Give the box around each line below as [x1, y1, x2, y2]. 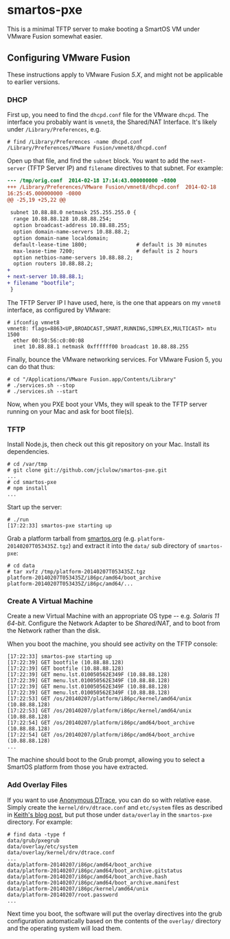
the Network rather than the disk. [7, 626, 101, 635]
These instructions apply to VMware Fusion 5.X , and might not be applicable [7, 70, 223, 78]
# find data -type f [7, 831, 67, 838]
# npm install [7, 485, 48, 492]
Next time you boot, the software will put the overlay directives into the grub [7, 909, 222, 918]
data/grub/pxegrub [7, 837, 60, 844]
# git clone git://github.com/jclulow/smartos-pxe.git [7, 467, 168, 474]
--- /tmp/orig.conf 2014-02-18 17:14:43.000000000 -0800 [7, 178, 176, 184]
